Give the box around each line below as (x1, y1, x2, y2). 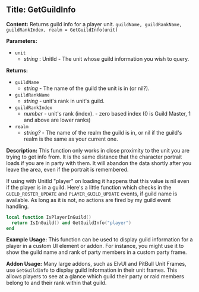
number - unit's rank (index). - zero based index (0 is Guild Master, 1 (23, 110, 191, 117)
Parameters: (6, 37, 37, 44)
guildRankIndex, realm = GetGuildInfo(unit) (6, 27, 118, 33)
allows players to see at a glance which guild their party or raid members (6, 273, 184, 280)
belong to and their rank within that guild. (6, 279, 107, 287)
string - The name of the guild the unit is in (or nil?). (23, 85, 150, 92)
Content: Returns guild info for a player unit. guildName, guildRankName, (6, 20, 182, 27)
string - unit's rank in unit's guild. (23, 97, 105, 104)
